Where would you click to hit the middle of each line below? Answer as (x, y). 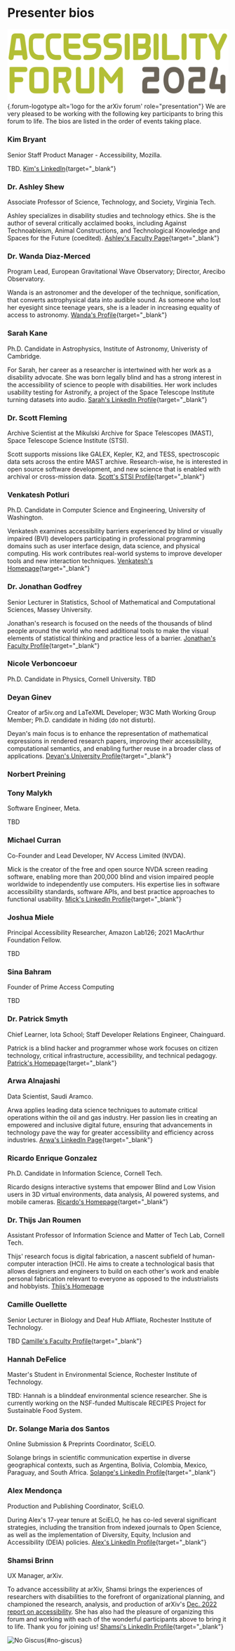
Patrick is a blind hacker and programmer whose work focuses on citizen (113, 1048)
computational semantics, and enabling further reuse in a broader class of (114, 749)
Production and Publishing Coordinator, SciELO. (76, 1506)
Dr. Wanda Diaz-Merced (49, 256)
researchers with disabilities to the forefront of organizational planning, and (116, 1596)
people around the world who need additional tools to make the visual (108, 630)
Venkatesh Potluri (39, 495)
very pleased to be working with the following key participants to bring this (115, 114)
